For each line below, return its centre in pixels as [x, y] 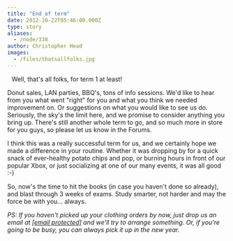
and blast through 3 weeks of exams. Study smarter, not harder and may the [117, 193]
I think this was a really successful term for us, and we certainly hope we [112, 143]
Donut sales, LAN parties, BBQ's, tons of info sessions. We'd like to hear [111, 92]
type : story [24, 27]
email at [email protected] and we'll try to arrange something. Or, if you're [114, 222]
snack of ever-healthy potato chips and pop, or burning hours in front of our [116, 158]
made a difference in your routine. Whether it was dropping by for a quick [113, 150]
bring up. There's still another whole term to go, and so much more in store [115, 122]
